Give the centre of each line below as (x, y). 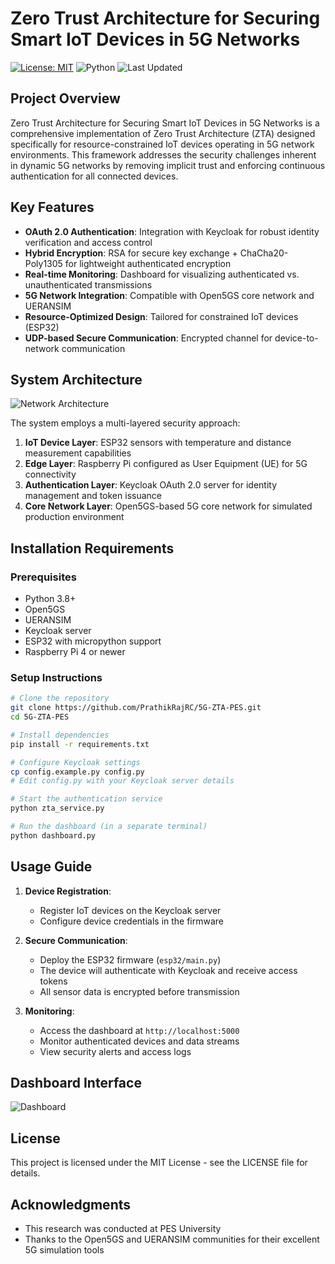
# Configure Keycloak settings (75, 762)
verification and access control (88, 242)
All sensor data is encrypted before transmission (139, 991)
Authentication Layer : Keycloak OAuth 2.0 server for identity (151, 485)
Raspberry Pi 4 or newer (75, 652)
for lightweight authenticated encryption (148, 263)
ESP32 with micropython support (93, 641)
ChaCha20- (264, 253)
